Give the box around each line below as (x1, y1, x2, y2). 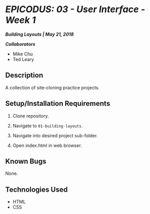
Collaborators (5, 41, 36, 47)
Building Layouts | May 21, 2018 (5, 31, 74, 37)
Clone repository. (12, 113, 49, 119)
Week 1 (5, 14, 36, 26)
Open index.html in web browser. (12, 142, 82, 148)
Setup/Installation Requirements (5, 99, 110, 108)
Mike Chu (12, 51, 33, 57)
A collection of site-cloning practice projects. (5, 84, 100, 90)
